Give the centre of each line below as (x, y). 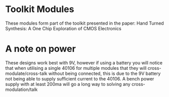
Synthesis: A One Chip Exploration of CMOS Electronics (63, 28)
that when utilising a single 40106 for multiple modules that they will (76, 68)
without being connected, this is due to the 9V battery (104, 73)
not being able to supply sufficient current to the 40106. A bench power (80, 78)
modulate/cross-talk (26, 73)
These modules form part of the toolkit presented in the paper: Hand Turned (85, 23)
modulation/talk (22, 89)
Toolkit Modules (40, 9)
